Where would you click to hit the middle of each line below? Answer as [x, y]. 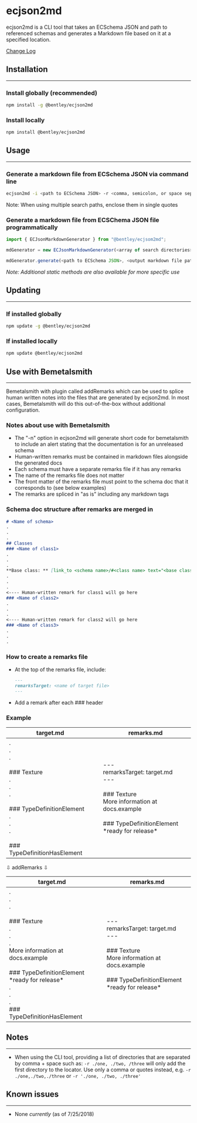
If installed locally [32, 341]
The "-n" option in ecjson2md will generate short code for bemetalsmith [101, 438]
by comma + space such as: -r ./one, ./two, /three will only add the [100, 1063]
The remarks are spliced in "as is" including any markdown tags [91, 494]
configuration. [23, 410]
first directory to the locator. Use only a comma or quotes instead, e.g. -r [103, 1070]
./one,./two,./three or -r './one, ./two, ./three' [78, 1075]
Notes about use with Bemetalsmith [58, 425]
